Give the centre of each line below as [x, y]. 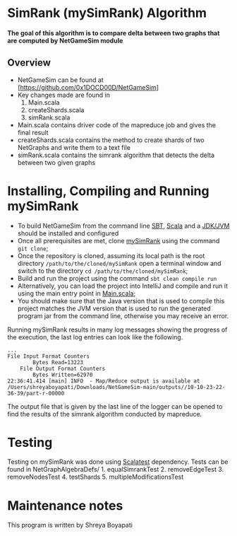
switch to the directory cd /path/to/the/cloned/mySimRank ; [103, 271]
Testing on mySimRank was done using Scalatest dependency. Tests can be [118, 462]
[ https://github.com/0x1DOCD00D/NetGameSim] [88, 87]
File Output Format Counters [63, 368]
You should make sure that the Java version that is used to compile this [121, 301]
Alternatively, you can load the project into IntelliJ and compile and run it [122, 286]
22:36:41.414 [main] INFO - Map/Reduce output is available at [104, 381]
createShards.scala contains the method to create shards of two [111, 140]
